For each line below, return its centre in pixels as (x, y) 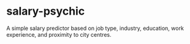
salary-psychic (46, 11)
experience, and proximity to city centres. (59, 34)
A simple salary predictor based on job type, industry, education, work (95, 28)
